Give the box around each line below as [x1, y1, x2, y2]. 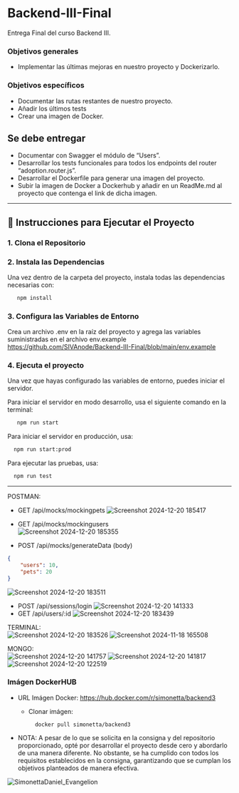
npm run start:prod [14, 446, 72, 453]
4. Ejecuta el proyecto [7, 361, 84, 370]
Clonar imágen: [28, 707, 73, 715]
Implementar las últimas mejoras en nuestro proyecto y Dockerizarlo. [17, 63, 221, 71]
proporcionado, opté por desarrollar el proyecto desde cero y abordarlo [17, 741, 228, 750]
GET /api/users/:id [17, 609, 72, 618]
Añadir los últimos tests [17, 104, 87, 113]
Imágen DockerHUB [7, 677, 77, 687]
